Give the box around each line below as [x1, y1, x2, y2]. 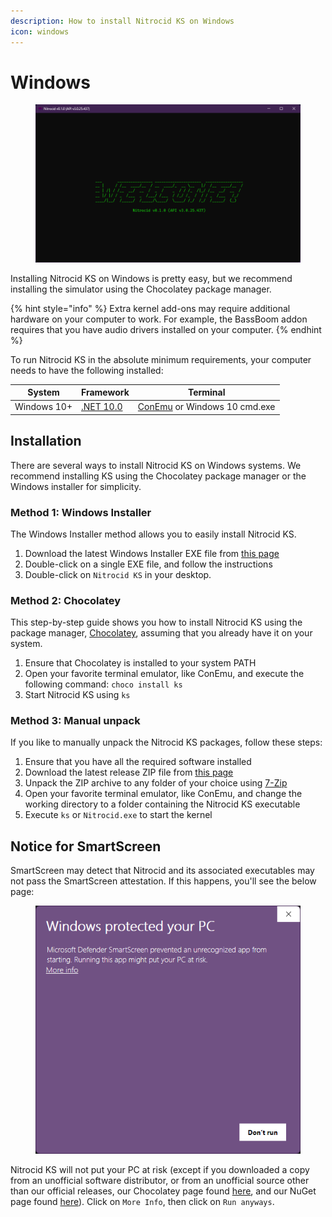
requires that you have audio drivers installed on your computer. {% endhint [10, 323, 322, 335]
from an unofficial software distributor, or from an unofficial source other [10, 1175, 310, 1187]
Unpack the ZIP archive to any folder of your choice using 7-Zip [24, 777, 288, 789]
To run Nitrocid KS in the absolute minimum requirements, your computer [10, 353, 312, 365]
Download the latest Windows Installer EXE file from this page [24, 547, 280, 559]
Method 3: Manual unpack [10, 714, 141, 728]
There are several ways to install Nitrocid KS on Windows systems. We [10, 459, 302, 471]
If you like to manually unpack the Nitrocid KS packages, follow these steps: [10, 736, 323, 749]
